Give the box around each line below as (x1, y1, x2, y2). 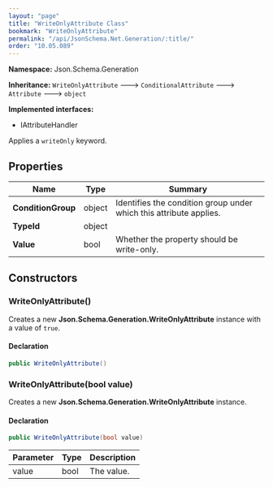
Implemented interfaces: (8, 105, 94, 114)
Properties (8, 159, 63, 173)
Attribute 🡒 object (8, 88, 87, 98)
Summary (168, 183, 208, 195)
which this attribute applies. (115, 207, 221, 218)
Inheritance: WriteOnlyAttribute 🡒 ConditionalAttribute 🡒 (8, 80, 236, 90)
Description (89, 452, 136, 463)
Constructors (8, 271, 78, 285)
